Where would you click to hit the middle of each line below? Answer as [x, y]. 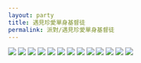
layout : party [31, 15]
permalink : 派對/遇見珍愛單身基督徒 [61, 30]
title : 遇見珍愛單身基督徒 [47, 23]
